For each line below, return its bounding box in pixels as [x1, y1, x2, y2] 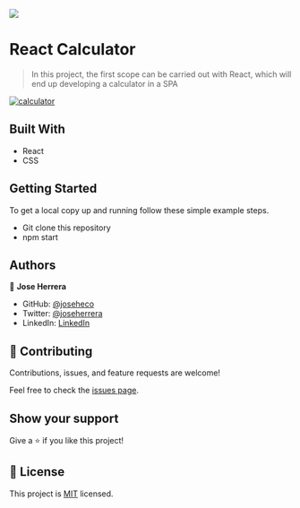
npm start [21, 231, 58, 242]
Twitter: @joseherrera [21, 308, 103, 319]
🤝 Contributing [9, 343, 93, 358]
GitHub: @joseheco [21, 298, 95, 309]
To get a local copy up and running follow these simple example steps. [9, 204, 270, 215]
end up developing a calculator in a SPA [30, 78, 178, 89]
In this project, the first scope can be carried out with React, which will [30, 68, 292, 80]
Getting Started [9, 181, 98, 196]
